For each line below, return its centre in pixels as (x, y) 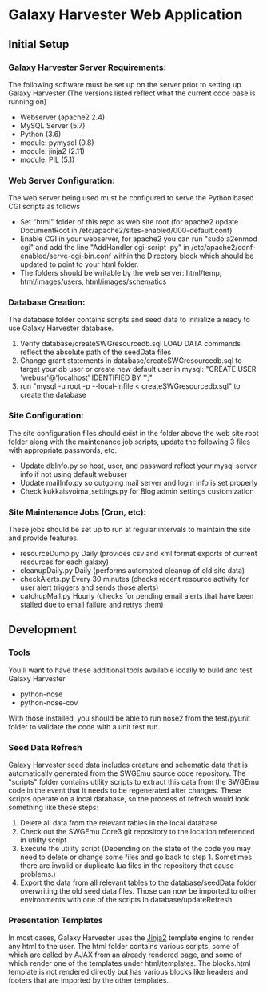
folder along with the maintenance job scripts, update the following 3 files (129, 442)
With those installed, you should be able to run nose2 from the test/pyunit (130, 718)
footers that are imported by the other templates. (89, 980)
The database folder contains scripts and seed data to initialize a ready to (129, 320)
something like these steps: (54, 808)
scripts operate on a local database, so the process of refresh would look (129, 799)
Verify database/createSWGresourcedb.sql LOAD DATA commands (130, 344)
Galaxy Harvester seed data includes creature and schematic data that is (128, 765)
